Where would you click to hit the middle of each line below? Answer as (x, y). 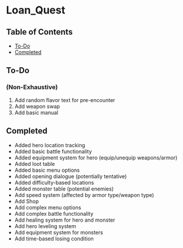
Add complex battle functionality (54, 213)
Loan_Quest (36, 10)
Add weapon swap (37, 106)
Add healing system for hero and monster (65, 220)
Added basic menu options (47, 170)
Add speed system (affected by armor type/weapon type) (84, 195)
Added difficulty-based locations (54, 182)
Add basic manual (36, 113)
